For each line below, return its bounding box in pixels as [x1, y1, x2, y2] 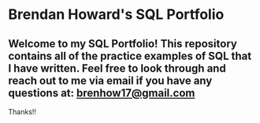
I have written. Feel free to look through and [8, 61, 226, 75]
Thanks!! [8, 107, 37, 116]
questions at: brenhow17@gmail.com [8, 86, 195, 99]
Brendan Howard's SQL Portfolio [8, 6, 225, 24]
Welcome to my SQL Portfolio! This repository [8, 37, 238, 50]
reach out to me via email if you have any [8, 73, 213, 88]
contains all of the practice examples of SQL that [8, 49, 252, 62]
